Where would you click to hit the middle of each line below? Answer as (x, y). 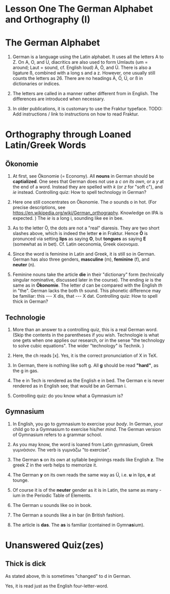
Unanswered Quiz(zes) (54, 545)
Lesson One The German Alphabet (79, 9)
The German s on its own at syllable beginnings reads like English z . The (88, 459)
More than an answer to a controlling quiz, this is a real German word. (85, 329)
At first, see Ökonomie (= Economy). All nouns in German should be (83, 176)
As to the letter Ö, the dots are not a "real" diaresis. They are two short (86, 228)
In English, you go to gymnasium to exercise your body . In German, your (88, 424)
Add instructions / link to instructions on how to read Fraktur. (76, 114)
